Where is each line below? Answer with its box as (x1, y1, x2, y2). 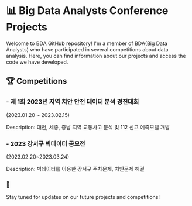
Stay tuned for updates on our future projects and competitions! (6, 194, 160, 201)
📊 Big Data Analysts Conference (6, 4, 169, 18)
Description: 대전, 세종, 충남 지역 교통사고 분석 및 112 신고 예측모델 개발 (6, 123, 170, 131)
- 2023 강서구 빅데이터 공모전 (6, 139, 85, 147)
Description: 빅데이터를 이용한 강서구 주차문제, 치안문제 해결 (6, 165, 145, 172)
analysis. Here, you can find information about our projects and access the (6, 52, 186, 59)
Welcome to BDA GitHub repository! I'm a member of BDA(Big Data (6, 40, 168, 47)
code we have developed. (6, 59, 68, 66)
